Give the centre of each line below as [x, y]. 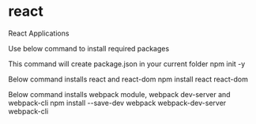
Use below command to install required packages [89, 48]
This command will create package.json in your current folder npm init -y [127, 64]
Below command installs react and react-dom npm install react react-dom [128, 79]
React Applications [39, 33]
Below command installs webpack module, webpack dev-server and [119, 94]
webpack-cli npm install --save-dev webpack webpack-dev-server [117, 103]
